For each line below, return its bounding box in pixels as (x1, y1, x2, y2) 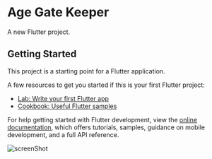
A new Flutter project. (7, 28, 71, 36)
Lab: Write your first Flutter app (17, 94, 110, 102)
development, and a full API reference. (7, 130, 119, 139)
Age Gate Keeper (7, 4, 110, 20)
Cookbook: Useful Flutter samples (17, 102, 117, 110)
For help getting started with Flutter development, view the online (7, 115, 198, 124)
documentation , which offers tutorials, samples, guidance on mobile (7, 123, 205, 131)
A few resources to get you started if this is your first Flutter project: (7, 81, 205, 89)
